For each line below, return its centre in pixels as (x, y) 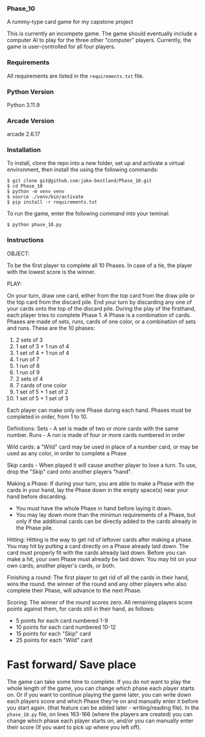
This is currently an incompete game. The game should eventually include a (102, 34)
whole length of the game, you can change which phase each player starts (101, 688)
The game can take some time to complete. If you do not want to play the (99, 681)
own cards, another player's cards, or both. (61, 565)
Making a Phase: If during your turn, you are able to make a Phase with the (101, 483)
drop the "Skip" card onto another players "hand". (70, 471)
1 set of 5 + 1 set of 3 (42, 398)
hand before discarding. (37, 496)
